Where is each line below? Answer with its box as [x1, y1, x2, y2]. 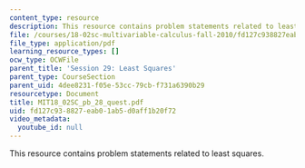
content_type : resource [9, 13, 100, 23]
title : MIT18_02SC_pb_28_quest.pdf [9, 97, 144, 107]
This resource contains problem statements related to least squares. [9, 148, 265, 159]
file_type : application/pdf [9, 38, 116, 48]
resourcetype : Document [9, 89, 100, 98]
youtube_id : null [17, 124, 84, 133]
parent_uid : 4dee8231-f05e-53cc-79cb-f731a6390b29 [9, 81, 205, 90]
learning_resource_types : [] [9, 47, 120, 56]
